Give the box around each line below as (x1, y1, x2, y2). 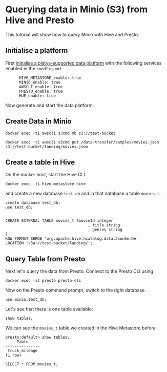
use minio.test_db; (5, 297, 47, 302)
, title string (88, 223, 120, 228)
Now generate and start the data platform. (5, 102, 94, 108)
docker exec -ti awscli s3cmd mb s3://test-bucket (5, 131, 116, 136)
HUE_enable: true (18, 93, 56, 98)
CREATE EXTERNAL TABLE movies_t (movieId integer (5, 218, 114, 223)
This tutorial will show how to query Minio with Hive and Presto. (5, 31, 139, 37)
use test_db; (5, 205, 33, 210)
